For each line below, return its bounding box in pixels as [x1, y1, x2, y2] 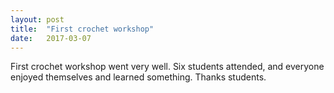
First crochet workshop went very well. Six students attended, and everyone [10, 61, 325, 73]
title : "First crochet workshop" [10, 24, 155, 34]
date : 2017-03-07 [10, 33, 92, 43]
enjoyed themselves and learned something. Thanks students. [10, 71, 267, 83]
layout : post [10, 14, 65, 25]
